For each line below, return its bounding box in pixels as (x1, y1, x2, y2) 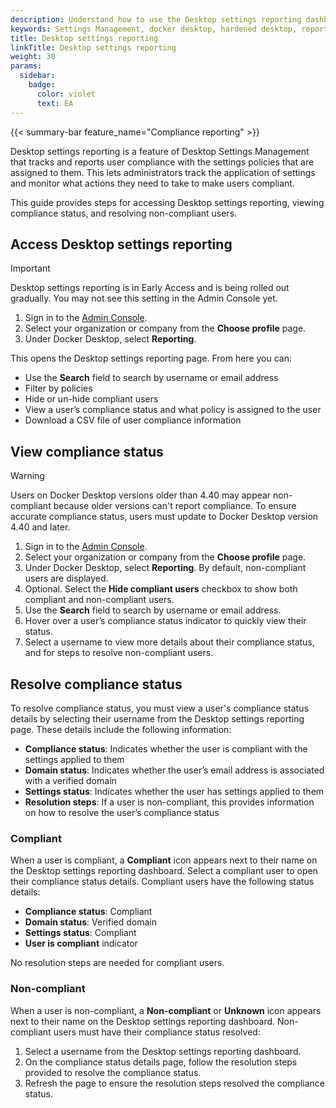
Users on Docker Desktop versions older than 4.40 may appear (10, 489, 272, 501)
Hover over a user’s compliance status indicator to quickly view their (24, 615, 307, 627)
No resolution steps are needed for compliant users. (10, 957, 225, 969)
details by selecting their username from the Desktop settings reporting (10, 712, 305, 725)
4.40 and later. (10, 521, 71, 533)
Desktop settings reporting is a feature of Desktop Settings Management (10, 145, 310, 157)
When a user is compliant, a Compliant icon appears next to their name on (10, 854, 318, 866)
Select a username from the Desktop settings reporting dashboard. (24, 1045, 302, 1057)
